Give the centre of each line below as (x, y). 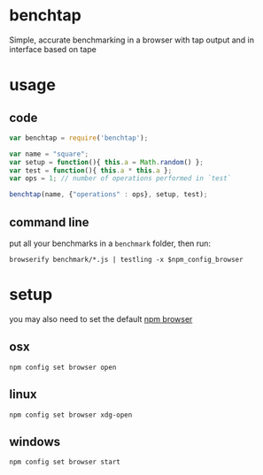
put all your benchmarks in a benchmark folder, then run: (110, 243)
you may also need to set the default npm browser (101, 318)
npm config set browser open (63, 367)
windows (35, 442)
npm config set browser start (65, 462)
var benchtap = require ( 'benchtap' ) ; (79, 138)
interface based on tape (53, 49)
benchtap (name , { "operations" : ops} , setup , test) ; (108, 195)
